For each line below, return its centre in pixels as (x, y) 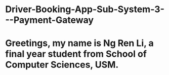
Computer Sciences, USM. (62, 65)
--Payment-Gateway (50, 20)
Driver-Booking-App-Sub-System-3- (85, 9)
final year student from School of (76, 54)
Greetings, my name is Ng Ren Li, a (80, 43)
